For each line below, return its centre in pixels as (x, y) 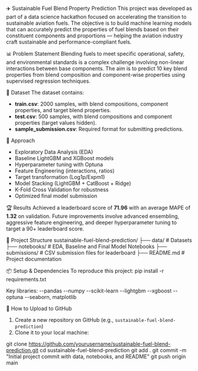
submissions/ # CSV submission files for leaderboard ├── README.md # (95, 253)
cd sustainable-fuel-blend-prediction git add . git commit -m (113, 350)
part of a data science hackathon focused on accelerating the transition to (96, 17)
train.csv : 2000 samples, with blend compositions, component (91, 104)
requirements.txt (26, 279)
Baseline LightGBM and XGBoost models (64, 158)
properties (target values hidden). (56, 123)
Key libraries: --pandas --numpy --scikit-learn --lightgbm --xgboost (89, 291)
